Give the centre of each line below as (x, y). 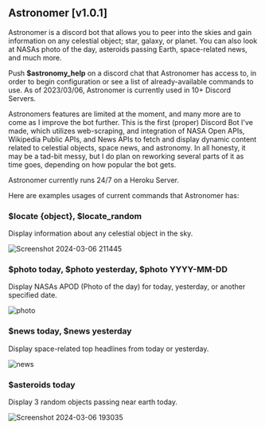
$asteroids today (42, 384)
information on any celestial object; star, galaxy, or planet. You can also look (133, 41)
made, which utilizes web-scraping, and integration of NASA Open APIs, (127, 131)
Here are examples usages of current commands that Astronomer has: (124, 195)
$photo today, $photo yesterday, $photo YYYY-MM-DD (118, 270)
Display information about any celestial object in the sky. (101, 233)
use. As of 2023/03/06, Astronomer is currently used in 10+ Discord (120, 90)
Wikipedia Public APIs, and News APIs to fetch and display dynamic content (132, 139)
